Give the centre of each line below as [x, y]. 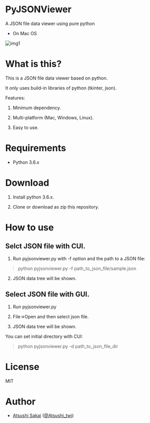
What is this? [34, 64]
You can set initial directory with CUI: [44, 336]
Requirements [36, 148]
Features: [15, 97]
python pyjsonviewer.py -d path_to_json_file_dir [68, 346]
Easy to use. [26, 127]
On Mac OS [25, 33]
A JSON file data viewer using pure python [50, 23]
